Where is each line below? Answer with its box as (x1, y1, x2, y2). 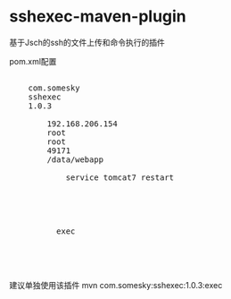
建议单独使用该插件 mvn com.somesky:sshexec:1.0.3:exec (9, 279, 223, 290)
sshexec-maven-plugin (9, 6, 187, 27)
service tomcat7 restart (65, 172, 175, 183)
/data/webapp (46, 154, 104, 165)
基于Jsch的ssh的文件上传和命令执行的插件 (9, 37, 165, 47)
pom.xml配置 (9, 56, 57, 66)
